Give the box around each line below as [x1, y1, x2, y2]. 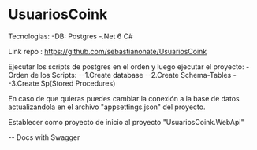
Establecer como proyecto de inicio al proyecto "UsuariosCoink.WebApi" [8, 117, 244, 126]
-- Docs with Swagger [8, 132, 80, 142]
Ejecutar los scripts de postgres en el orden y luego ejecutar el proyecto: [8, 61, 244, 71]
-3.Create [8, 79, 39, 88]
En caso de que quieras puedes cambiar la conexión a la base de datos [8, 93, 240, 103]
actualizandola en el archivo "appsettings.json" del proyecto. [8, 102, 206, 112]
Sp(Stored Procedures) [40, 79, 116, 88]
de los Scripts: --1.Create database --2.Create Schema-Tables [30, 70, 232, 79]
